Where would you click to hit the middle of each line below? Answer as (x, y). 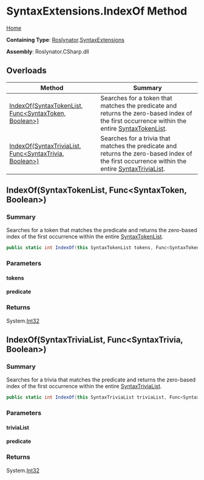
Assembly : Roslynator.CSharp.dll (48, 51)
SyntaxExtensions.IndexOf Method (97, 11)
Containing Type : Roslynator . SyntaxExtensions (65, 39)
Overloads (26, 71)
